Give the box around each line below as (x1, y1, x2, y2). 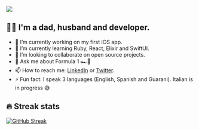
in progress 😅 (14, 84, 50, 91)
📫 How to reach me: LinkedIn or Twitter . (14, 66, 115, 74)
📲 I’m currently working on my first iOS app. (14, 38, 123, 45)
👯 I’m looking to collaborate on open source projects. (14, 51, 145, 58)
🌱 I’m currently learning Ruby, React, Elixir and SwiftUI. (14, 45, 149, 52)
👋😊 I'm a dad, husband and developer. (6, 23, 150, 33)
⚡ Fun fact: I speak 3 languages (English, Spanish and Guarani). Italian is (14, 75, 193, 83)
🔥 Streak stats (6, 101, 60, 112)
